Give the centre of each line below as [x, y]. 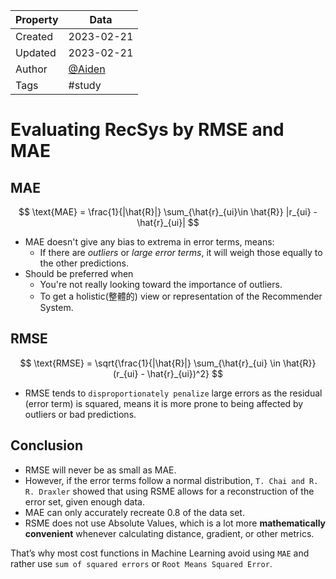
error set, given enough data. [85, 501]
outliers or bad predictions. [80, 414]
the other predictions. [84, 263]
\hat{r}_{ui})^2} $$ [184, 373]
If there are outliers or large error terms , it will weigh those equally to [181, 252]
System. [56, 307]
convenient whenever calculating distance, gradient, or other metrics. [169, 533]
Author [31, 69]
